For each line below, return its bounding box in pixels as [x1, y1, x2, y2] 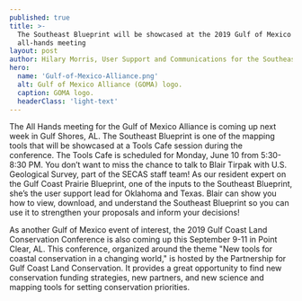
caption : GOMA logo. [17, 88, 94, 97]
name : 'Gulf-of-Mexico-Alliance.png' [17, 72, 159, 81]
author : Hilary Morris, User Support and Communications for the [9, 55, 259, 64]
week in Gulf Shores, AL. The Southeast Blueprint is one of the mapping [9, 131, 276, 142]
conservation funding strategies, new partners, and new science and [9, 272, 265, 283]
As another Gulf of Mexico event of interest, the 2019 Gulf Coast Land [9, 225, 268, 235]
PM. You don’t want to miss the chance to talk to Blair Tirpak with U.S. [28, 159, 288, 171]
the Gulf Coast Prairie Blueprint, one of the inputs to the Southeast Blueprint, [9, 179, 293, 190]
